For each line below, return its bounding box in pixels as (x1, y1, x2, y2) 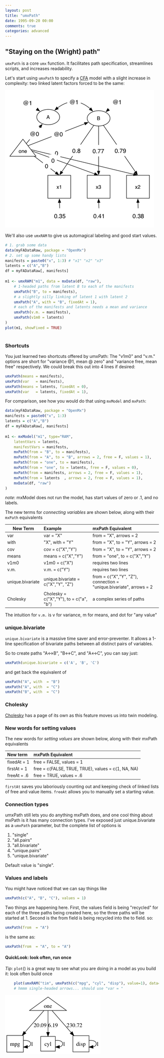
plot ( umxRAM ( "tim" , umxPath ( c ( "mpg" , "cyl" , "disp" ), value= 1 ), (14, 981, 147, 986)
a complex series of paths (92, 596, 145, 602)
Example (43, 525, 62, 531)
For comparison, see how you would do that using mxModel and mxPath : (5, 398, 146, 404)
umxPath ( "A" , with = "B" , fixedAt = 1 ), (14, 300, 97, 304)
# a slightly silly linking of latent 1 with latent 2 (14, 294, 128, 299)
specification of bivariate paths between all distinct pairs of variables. (13, 640, 153, 647)
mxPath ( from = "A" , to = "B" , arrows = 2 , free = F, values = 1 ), (14, 455, 152, 460)
